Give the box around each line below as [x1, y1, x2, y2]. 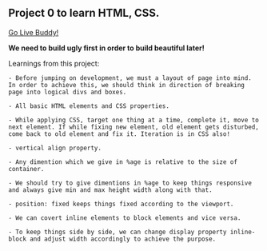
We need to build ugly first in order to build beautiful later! [8, 43, 205, 53]
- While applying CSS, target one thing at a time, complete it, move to [8, 116, 260, 124]
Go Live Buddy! [8, 27, 59, 37]
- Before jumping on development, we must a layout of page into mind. [8, 74, 252, 82]
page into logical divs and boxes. [8, 88, 127, 96]
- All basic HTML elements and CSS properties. [8, 102, 170, 110]
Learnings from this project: [8, 58, 100, 68]
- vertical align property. [8, 144, 102, 152]
